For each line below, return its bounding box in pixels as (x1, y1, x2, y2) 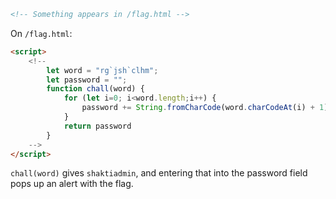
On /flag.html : (10, 27, 73, 39)
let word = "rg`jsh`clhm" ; (46, 65, 159, 75)
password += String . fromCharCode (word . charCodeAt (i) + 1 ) (81, 103, 329, 113)
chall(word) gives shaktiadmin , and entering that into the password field (10, 167, 308, 179)
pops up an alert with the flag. (10, 178, 134, 190)
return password (63, 121, 132, 131)
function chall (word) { (46, 84, 145, 94)
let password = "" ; (46, 75, 128, 85)
